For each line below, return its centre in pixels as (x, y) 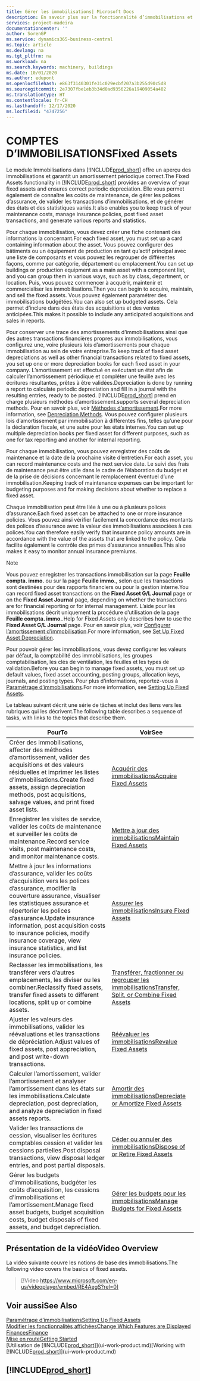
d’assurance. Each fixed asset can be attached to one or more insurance (94, 513)
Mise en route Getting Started (42, 1339)
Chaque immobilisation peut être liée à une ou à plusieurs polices (86, 507)
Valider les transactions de (46, 1128)
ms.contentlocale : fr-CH (37, 100)
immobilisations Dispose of (149, 1147)
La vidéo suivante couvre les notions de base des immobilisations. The (92, 1262)
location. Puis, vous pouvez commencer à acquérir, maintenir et (84, 283)
